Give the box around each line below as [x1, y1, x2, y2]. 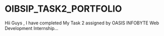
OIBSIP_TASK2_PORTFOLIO [5, 3, 122, 15]
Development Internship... [5, 25, 59, 31]
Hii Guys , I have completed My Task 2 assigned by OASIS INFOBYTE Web [5, 20, 159, 26]
